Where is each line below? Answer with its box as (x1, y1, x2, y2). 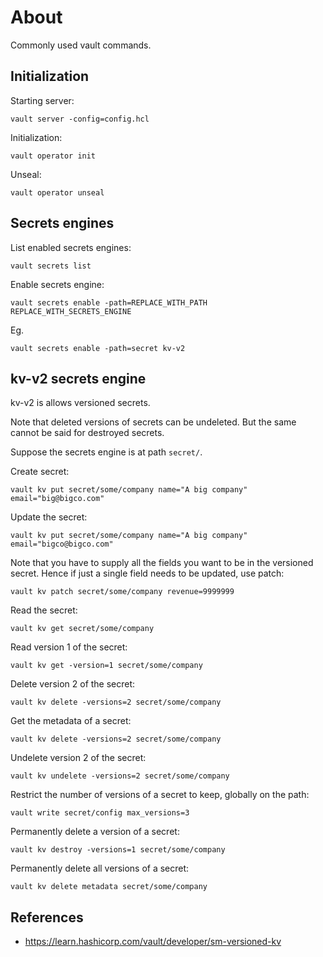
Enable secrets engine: (10, 278, 105, 290)
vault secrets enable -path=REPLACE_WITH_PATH (10, 297, 208, 308)
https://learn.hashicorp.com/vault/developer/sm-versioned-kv (24, 936, 282, 948)
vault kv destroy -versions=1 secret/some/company (10, 845, 226, 855)
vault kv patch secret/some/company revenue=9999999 (10, 587, 235, 597)
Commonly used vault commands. (10, 39, 152, 51)
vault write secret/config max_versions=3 (10, 808, 190, 818)
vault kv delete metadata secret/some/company (10, 882, 208, 892)
